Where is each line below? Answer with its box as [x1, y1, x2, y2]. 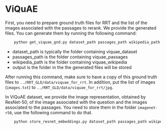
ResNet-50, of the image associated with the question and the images [5, 99, 147, 105]
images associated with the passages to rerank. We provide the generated [5, 25, 157, 31]
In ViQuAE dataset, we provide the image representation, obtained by [5, 94, 146, 99]
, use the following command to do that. [11, 109, 93, 115]
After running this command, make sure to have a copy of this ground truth [5, 74, 157, 80]
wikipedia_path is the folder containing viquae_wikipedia [12, 59, 127, 65]
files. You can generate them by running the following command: [5, 30, 137, 36]
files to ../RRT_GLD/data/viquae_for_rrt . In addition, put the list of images [5, 79, 156, 85]
